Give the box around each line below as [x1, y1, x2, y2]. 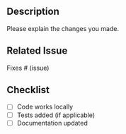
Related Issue [6, 45, 68, 57]
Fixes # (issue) [6, 63, 50, 72]
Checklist [6, 84, 50, 96]
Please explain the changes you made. [6, 24, 120, 32]
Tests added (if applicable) [16, 111, 96, 119]
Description [6, 6, 59, 18]
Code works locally [16, 102, 74, 111]
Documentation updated [16, 118, 88, 127]
